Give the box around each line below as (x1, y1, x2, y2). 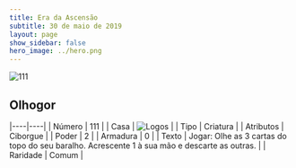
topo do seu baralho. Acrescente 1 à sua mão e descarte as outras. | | (9, 140, 266, 151)
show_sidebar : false (9, 38, 87, 48)
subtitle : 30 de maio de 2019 (9, 22, 123, 31)
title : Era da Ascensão (9, 13, 99, 22)
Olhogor (9, 97, 57, 112)
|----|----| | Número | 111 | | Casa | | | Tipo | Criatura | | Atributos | (9, 120, 284, 131)
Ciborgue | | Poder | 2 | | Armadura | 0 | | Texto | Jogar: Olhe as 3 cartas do (9, 130, 287, 141)
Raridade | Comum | (9, 149, 83, 160)
